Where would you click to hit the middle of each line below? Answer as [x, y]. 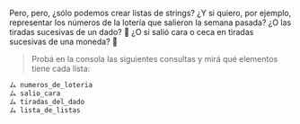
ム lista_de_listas [45, 110]
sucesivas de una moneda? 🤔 [64, 41]
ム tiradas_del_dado [47, 102]
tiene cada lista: [61, 68]
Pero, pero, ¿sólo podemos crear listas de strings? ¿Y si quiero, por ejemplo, [150, 13]
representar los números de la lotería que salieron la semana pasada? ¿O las [150, 22]
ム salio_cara [35, 93]
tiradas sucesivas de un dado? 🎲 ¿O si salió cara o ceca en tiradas [132, 32]
